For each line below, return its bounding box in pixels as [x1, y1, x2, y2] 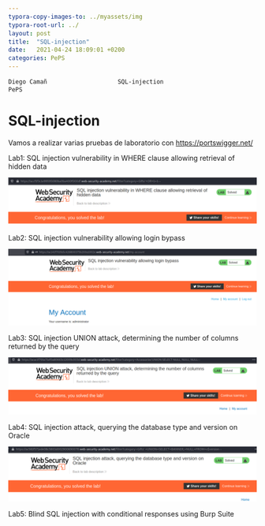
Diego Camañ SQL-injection [8, 78, 164, 86]
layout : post [8, 29, 51, 37]
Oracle [8, 431, 30, 440]
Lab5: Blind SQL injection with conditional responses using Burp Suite [8, 509, 235, 518]
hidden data [8, 162, 47, 171]
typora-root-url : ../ [8, 21, 80, 29]
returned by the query [8, 341, 80, 351]
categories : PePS [8, 54, 65, 62]
